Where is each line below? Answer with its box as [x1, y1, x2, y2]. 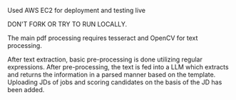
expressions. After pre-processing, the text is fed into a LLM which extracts [7, 63, 230, 71]
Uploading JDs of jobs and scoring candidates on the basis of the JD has [7, 78, 222, 86]
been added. [7, 86, 45, 94]
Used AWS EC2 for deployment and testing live [7, 6, 146, 14]
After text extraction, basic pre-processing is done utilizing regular [7, 55, 203, 64]
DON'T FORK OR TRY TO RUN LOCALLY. [7, 20, 128, 28]
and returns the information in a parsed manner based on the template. [7, 71, 216, 79]
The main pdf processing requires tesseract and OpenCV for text [7, 34, 198, 42]
